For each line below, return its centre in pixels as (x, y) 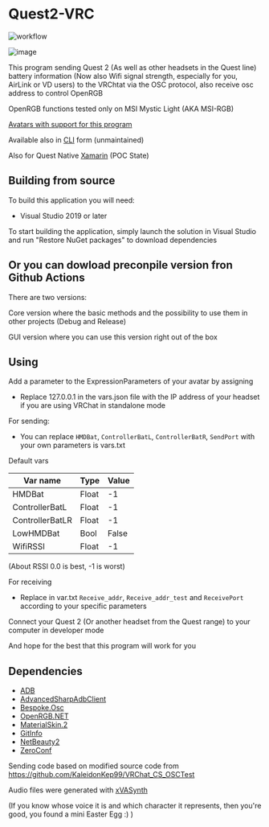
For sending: (29, 421)
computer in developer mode (56, 630)
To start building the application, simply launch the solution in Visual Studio (132, 231)
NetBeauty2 (40, 742)
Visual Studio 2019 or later (63, 216)
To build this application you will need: (71, 200)
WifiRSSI (29, 546)
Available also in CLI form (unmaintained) (76, 140)
